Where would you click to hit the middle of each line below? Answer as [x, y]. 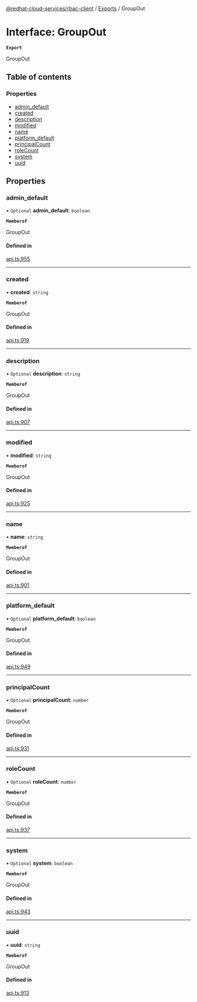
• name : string [25, 537]
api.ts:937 [18, 830]
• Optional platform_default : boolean [51, 618]
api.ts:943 [18, 911]
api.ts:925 [18, 503]
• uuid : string [23, 945]
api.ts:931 [18, 748]
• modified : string [29, 455]
